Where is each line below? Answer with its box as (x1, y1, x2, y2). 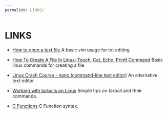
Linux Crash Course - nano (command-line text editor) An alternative (12, 72, 158, 78)
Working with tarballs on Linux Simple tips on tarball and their (12, 87, 142, 93)
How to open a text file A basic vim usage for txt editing (12, 47, 130, 53)
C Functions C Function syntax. (12, 103, 79, 109)
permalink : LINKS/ (5, 7, 44, 13)
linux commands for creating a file (12, 62, 85, 68)
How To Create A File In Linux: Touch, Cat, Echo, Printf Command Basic (12, 56, 163, 63)
